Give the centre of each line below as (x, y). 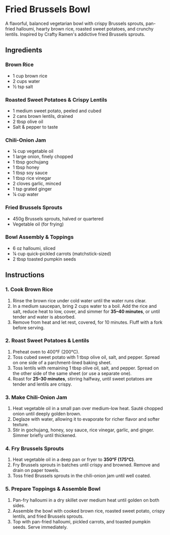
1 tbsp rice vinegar (32, 178)
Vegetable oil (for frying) (38, 224)
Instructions (25, 275)
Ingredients (24, 50)
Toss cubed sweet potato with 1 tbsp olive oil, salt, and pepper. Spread (86, 357)
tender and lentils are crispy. (42, 384)
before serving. (29, 327)
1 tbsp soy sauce (30, 173)
